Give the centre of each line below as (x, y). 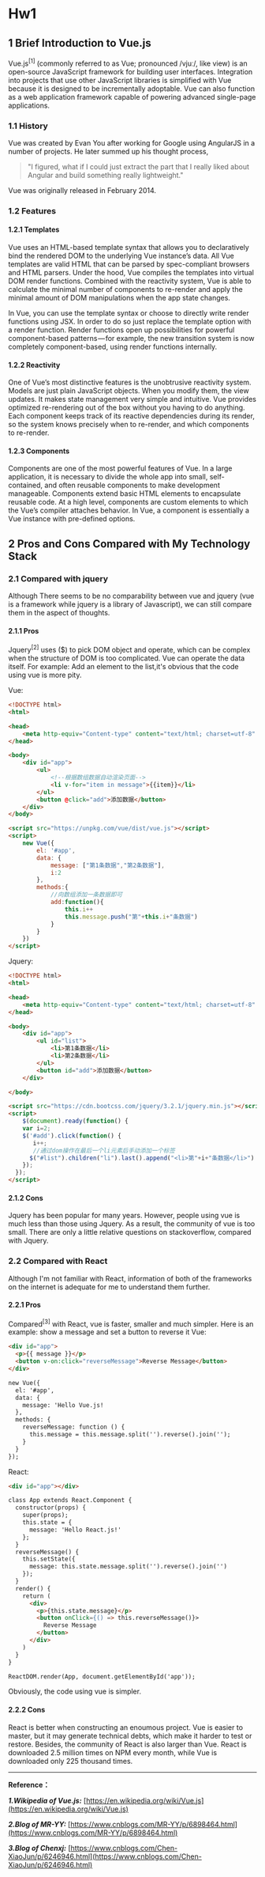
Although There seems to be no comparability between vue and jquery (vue (131, 596)
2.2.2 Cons (27, 1709)
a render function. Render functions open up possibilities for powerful (121, 330)
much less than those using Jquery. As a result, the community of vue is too (132, 1224)
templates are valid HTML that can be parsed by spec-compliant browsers (129, 264)
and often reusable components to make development (132, 485)
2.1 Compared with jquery (58, 578)
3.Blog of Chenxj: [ (39, 1848)
